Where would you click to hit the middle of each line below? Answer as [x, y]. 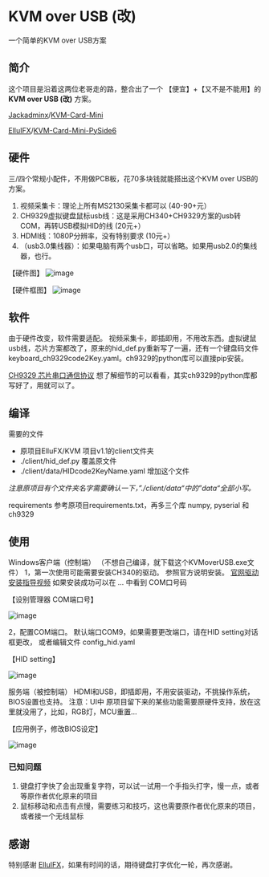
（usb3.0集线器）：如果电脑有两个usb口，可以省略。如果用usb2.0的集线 [139, 246]
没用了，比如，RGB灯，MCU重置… [80, 712]
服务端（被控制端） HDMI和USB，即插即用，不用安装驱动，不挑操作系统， [131, 692]
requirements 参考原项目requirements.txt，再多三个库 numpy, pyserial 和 [129, 505]
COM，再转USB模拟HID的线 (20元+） [82, 225]
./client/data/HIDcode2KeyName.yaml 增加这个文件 [105, 471]
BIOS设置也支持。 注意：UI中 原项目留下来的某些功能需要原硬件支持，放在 [131, 702]
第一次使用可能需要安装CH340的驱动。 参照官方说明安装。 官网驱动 [147, 572]
